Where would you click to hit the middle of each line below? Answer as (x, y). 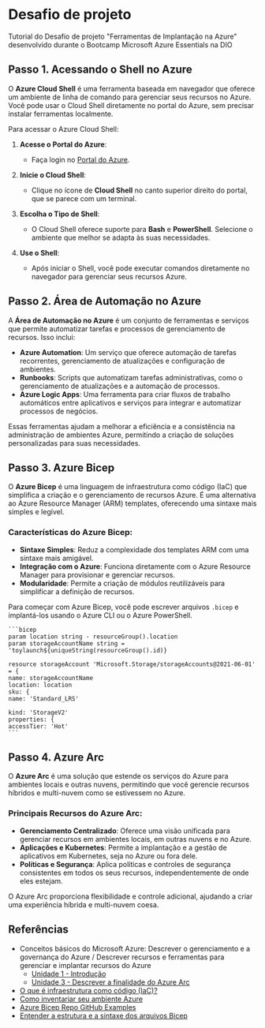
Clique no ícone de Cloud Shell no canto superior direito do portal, (140, 190)
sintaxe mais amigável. (56, 558)
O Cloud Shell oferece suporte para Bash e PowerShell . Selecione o (142, 229)
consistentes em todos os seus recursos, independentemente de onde (134, 873)
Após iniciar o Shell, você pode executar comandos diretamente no (140, 268)
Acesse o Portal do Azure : (63, 144)
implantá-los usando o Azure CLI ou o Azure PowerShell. (101, 615)
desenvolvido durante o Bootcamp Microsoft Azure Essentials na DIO (120, 44)
